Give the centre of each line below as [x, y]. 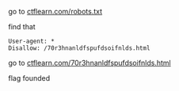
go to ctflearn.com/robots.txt [55, 11]
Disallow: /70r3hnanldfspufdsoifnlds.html [79, 48]
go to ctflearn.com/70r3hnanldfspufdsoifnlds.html [90, 63]
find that [22, 27]
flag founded [29, 78]
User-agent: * [32, 41]
